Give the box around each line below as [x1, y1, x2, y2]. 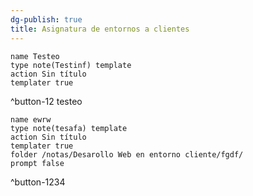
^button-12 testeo [10, 95, 83, 107]
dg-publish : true [10, 14, 83, 25]
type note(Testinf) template [10, 60, 132, 70]
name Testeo [10, 51, 60, 61]
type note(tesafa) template [10, 123, 128, 133]
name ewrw [10, 114, 52, 125]
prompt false [10, 158, 65, 168]
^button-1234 [10, 176, 66, 188]
